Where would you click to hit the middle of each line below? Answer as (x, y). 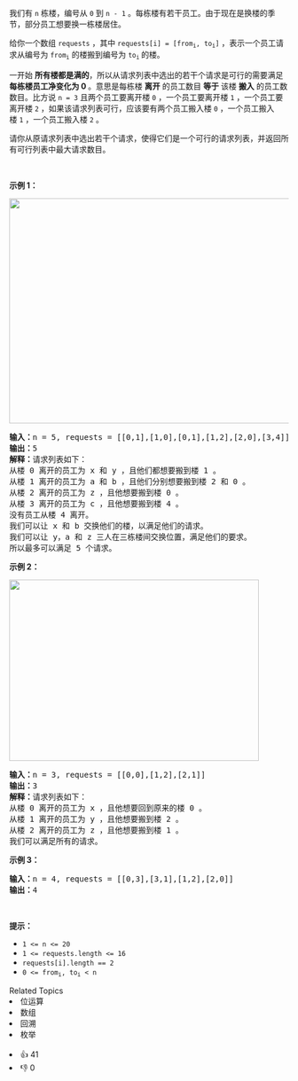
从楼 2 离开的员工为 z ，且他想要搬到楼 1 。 (96, 830)
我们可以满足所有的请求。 (56, 842)
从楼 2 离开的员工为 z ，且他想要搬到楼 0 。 (96, 493)
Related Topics (36, 991)
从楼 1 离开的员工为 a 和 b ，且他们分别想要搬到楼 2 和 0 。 (130, 482)
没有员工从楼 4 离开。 (51, 515)
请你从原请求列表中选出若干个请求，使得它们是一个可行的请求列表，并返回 (145, 138)
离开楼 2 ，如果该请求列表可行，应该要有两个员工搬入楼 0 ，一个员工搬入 (142, 108)
